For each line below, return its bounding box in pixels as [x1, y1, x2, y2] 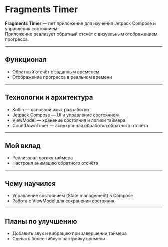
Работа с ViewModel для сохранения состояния [12, 198, 115, 204]
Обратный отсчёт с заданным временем [12, 69, 100, 75]
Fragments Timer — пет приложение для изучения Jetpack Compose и [5, 20, 156, 26]
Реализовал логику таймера [12, 155, 73, 161]
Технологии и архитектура [5, 93, 93, 102]
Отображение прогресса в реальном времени [12, 74, 112, 80]
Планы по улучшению [5, 217, 77, 226]
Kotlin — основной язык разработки [12, 106, 89, 112]
